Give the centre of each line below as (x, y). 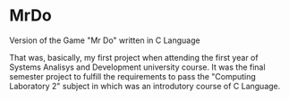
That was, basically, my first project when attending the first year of (134, 57)
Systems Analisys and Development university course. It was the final (137, 67)
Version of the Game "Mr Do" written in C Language (105, 40)
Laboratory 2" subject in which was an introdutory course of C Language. (145, 86)
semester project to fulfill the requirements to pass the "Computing (133, 76)
